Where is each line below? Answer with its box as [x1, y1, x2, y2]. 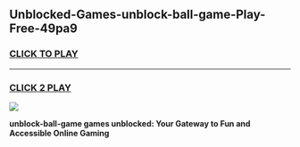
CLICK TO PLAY [9, 48, 79, 61]
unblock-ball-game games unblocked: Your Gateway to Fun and [9, 118, 251, 128]
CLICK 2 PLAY [9, 81, 71, 94]
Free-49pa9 [9, 21, 78, 37]
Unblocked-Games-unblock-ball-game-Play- [9, 7, 266, 22]
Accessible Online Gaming [9, 127, 110, 138]
